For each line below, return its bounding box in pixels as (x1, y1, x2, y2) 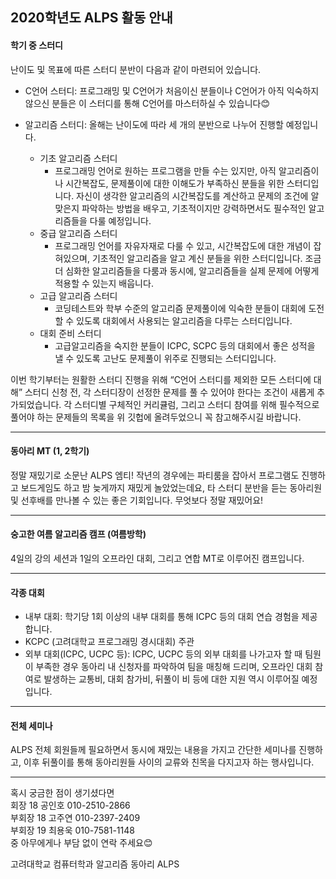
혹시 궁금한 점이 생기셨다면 (10, 787, 115, 799)
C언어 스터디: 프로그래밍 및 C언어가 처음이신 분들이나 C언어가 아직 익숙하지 (24, 84, 320, 97)
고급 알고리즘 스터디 (39, 289, 118, 302)
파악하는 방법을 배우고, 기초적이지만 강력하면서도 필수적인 (81, 202, 307, 214)
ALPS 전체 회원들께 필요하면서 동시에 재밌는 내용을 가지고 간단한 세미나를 (10, 744, 297, 756)
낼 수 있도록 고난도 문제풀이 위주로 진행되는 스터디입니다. (54, 352, 277, 364)
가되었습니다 (10, 398, 60, 410)
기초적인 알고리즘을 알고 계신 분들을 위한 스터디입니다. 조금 (91, 252, 322, 264)
